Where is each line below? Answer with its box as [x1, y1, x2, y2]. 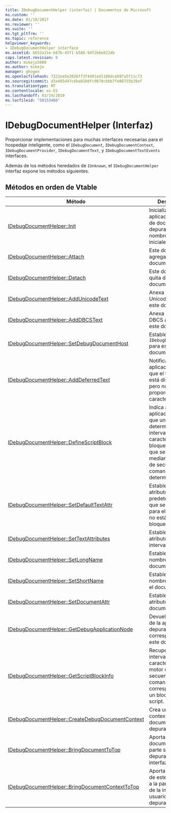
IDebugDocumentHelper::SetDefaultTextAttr [8, 501, 113, 508]
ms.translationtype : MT [5, 83, 56, 88]
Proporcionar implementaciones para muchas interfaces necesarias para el [5, 136, 163, 143]
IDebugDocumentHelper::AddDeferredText [8, 376, 110, 383]
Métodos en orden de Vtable [5, 183, 98, 191]
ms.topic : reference [5, 36, 49, 41]
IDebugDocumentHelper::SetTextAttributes [8, 535, 110, 542]
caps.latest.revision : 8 [5, 55, 58, 60]
